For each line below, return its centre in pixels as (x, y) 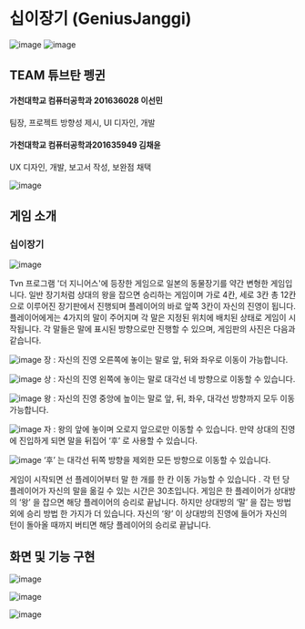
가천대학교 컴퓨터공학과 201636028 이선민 (86, 100)
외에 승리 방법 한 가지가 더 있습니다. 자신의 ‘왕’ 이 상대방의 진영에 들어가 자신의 (148, 514)
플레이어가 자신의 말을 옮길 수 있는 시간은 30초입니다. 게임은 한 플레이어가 (141, 491)
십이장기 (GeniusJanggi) (101, 19)
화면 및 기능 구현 (52, 557)
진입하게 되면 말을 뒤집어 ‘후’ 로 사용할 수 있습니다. (108, 441)
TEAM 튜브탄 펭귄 (58, 75)
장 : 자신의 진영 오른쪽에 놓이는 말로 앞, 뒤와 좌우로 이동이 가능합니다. (166, 360)
